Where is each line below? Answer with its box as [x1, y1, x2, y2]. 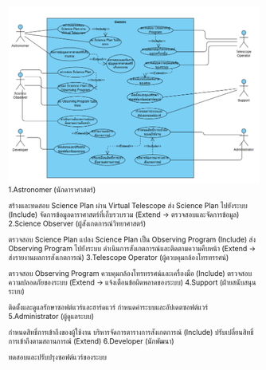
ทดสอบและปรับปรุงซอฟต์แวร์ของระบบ [8, 352, 108, 361]
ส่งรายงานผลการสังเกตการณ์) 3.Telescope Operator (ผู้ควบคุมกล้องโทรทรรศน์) [8, 252, 229, 262]
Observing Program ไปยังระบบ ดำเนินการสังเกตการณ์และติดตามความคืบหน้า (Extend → [8, 243, 256, 253]
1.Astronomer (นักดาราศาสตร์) [8, 184, 96, 194]
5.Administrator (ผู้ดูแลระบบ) [8, 311, 94, 321]
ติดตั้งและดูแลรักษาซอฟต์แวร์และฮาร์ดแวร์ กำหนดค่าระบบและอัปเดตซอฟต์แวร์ [8, 302, 209, 312]
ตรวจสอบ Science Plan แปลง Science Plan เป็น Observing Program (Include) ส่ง [8, 234, 256, 244]
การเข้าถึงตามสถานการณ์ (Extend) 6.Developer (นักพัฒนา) [8, 336, 174, 345]
